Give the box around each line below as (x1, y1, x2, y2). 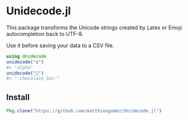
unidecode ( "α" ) (6, 59, 44, 65)
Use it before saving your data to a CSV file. (6, 42, 114, 49)
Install (6, 92, 30, 102)
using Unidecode (6, 53, 47, 59)
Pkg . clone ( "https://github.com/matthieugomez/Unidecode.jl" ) (6, 108, 162, 114)
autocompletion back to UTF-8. (6, 30, 84, 37)
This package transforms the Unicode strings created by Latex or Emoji (6, 24, 183, 31)
